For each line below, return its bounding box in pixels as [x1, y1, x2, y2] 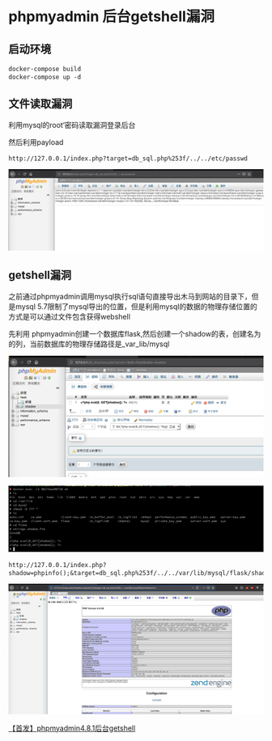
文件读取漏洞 [8, 97, 73, 111]
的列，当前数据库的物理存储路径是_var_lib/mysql [8, 339, 170, 349]
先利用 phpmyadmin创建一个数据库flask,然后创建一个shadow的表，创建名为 [8, 328, 261, 338]
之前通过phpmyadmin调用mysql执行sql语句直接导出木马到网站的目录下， [8, 291, 253, 301]
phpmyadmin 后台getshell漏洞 [8, 7, 215, 26]
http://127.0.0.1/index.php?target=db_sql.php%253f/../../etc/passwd [8, 155, 249, 163]
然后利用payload [8, 137, 64, 146]
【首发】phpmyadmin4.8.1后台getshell [8, 723, 136, 733]
